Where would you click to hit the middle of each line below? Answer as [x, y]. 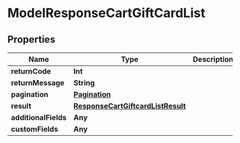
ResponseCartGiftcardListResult [130, 106]
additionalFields [39, 117]
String [84, 83]
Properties [31, 39]
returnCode [31, 71]
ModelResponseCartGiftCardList [106, 13]
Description [213, 59]
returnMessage [38, 83]
